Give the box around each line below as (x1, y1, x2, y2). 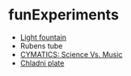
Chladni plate (19, 58, 65, 68)
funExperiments (8, 6, 120, 24)
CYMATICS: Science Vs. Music (19, 49, 123, 59)
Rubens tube (19, 40, 63, 50)
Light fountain (19, 32, 67, 42)
